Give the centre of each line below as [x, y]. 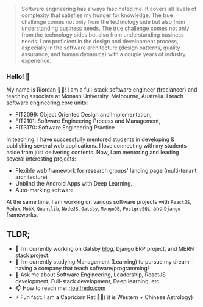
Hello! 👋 [18, 76]
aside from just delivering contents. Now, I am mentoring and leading [93, 153]
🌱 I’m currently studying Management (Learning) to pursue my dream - [104, 262]
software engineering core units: [47, 103]
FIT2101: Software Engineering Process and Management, [88, 121]
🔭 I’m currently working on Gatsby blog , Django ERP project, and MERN [105, 249]
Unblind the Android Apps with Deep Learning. [74, 184]
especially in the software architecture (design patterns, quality [101, 48]
